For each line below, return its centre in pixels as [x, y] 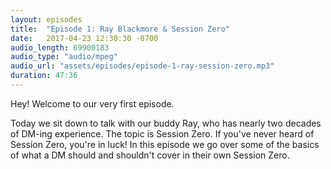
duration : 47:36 [44, 76]
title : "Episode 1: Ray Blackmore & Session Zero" [120, 29]
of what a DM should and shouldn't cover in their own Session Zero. [150, 155]
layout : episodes [46, 19]
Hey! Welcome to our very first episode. [92, 103]
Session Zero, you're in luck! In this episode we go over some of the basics [165, 144]
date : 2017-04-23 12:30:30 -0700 [84, 38]
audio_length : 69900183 [60, 47]
